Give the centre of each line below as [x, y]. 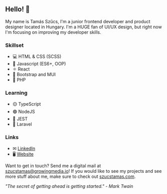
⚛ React [21, 69]
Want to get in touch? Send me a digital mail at [53, 166]
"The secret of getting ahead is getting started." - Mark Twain [69, 186]
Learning [16, 93]
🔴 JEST [20, 119]
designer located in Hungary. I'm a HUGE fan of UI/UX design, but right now [83, 27]
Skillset [15, 45]
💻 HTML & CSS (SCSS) [37, 56]
